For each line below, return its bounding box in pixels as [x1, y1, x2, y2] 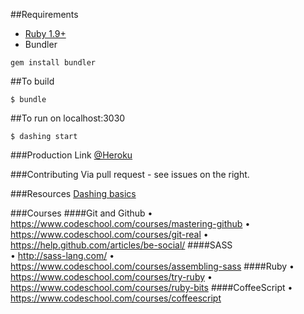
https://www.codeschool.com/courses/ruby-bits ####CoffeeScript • [10, 282, 293, 293]
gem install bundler [10, 58, 97, 68]
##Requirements [10, 9, 79, 20]
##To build [10, 75, 55, 87]
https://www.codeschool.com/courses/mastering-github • [10, 218, 251, 229]
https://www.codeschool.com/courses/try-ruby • [10, 271, 213, 283]
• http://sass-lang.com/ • [10, 250, 115, 261]
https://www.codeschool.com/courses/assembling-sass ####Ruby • [10, 260, 295, 272]
